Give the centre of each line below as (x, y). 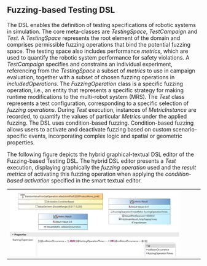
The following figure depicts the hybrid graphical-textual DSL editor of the (100, 154)
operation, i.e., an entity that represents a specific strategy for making (95, 90)
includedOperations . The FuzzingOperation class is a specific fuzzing (95, 84)
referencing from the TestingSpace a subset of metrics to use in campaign (101, 71)
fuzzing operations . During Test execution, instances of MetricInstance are (102, 109)
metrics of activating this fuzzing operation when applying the (85, 174)
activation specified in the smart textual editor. (83, 180)
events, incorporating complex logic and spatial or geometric (106, 136)
